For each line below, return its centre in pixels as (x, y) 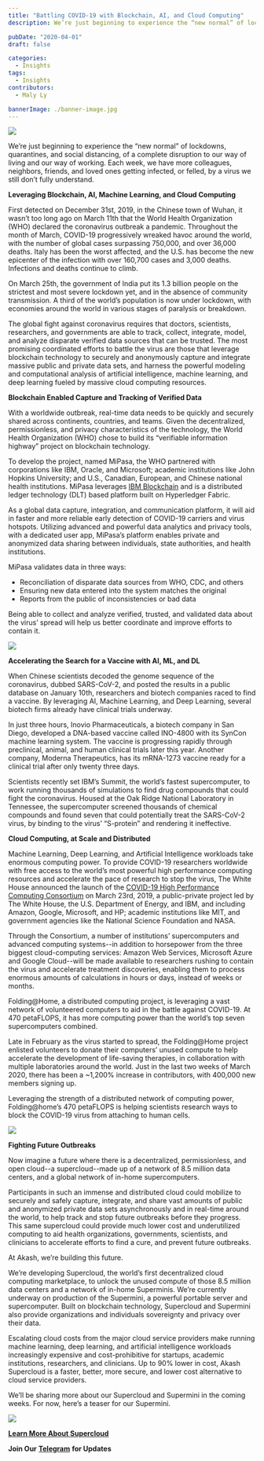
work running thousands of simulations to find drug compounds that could (128, 790)
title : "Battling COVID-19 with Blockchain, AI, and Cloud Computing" (126, 15)
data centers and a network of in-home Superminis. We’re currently (117, 1290)
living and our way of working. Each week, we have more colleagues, (120, 163)
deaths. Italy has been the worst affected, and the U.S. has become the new (131, 251)
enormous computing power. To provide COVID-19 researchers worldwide (128, 862)
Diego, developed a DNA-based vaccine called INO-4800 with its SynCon (128, 733)
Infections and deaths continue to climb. (73, 269)
